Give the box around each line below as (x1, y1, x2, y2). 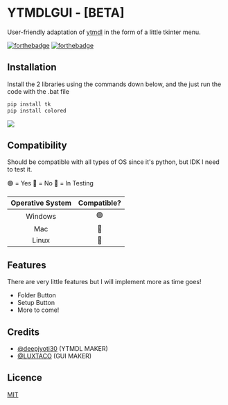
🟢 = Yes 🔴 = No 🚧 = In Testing (7, 179, 94, 188)
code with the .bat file (7, 87, 69, 95)
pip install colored (7, 107, 67, 114)
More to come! (17, 306, 60, 314)
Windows (26, 211, 57, 221)
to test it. (7, 165, 33, 174)
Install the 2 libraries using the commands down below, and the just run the (7, 80, 222, 88)
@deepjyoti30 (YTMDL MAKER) (17, 344, 109, 352)
